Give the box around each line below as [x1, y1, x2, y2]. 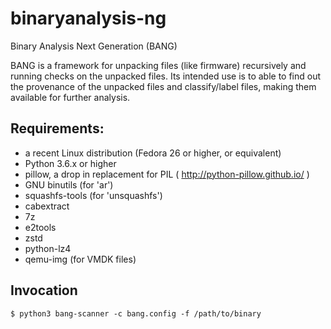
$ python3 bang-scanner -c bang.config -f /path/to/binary [10, 308, 262, 319]
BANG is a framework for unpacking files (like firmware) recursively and [10, 59, 307, 71]
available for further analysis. [10, 91, 131, 103]
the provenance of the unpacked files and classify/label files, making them [10, 80, 317, 92]
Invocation [10, 282, 78, 299]
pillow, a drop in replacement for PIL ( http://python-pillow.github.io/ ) [24, 168, 310, 180]
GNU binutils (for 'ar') [24, 178, 114, 191]
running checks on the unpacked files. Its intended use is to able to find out [10, 70, 322, 82]
